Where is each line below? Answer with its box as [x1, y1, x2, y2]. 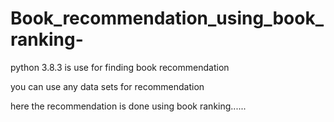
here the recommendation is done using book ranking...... [10, 100, 247, 112]
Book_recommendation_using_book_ [10, 7, 324, 30]
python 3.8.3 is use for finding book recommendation [10, 61, 230, 73]
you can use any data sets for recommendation [10, 80, 205, 92]
